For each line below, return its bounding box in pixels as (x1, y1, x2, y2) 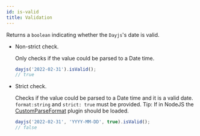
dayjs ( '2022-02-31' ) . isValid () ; (14, 66, 96, 73)
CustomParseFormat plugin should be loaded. (14, 107, 130, 115)
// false (14, 125, 37, 131)
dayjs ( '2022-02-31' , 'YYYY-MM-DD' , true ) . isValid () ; (14, 119, 151, 125)
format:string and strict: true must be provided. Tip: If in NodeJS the (14, 101, 194, 108)
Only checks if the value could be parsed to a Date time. (14, 54, 155, 62)
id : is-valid (6, 8, 39, 15)
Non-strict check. (14, 43, 59, 50)
